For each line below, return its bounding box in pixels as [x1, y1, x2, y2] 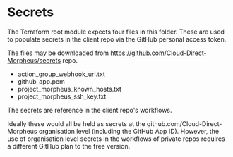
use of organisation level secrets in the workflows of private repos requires [7, 134, 225, 143]
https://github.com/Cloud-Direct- [110, 49, 207, 57]
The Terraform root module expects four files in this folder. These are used [7, 27, 225, 36]
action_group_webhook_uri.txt [17, 70, 106, 78]
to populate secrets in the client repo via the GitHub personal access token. [7, 34, 227, 43]
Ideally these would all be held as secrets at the [7, 119, 146, 127]
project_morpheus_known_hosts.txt [17, 84, 122, 93]
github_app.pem [17, 77, 65, 85]
